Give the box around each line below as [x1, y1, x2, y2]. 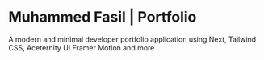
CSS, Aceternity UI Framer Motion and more [8, 42, 155, 52]
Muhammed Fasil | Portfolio [8, 8, 197, 26]
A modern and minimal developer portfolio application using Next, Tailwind [8, 34, 257, 44]
